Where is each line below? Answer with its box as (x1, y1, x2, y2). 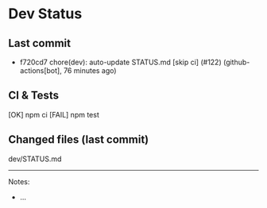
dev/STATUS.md (8, 154, 62, 164)
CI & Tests (8, 89, 60, 102)
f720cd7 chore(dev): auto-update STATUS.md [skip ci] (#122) (19, 57, 222, 67)
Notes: (8, 176, 30, 187)
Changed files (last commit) (8, 133, 149, 147)
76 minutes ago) (63, 66, 117, 75)
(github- (222, 57, 250, 67)
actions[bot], (19, 66, 62, 75)
